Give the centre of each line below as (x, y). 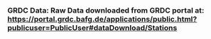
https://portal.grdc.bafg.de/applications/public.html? (102, 19)
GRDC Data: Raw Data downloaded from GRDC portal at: (106, 10)
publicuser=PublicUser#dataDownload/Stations (92, 28)
